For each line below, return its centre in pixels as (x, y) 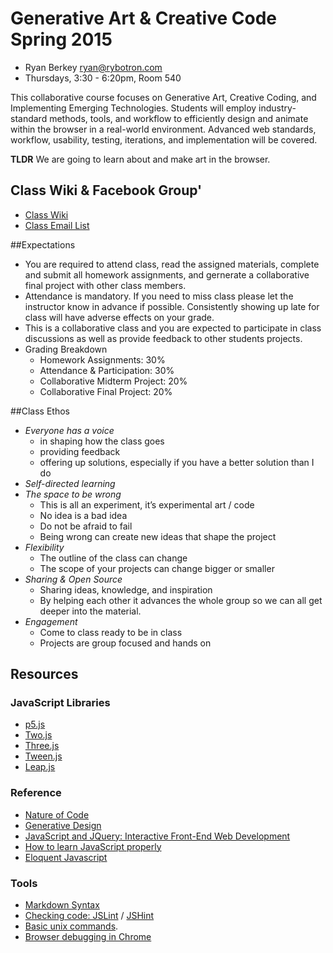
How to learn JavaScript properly (93, 846)
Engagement (51, 621)
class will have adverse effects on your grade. (119, 317)
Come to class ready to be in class (111, 632)
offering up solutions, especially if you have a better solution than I (177, 462)
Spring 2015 (61, 39)
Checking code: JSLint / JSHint (89, 916)
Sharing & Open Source (73, 579)
